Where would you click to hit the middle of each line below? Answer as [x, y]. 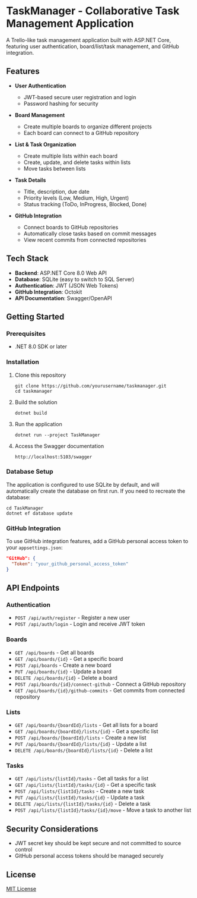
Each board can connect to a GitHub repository [81, 133]
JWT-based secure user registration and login [80, 97]
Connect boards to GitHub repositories [71, 227]
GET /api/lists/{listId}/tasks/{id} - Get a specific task [85, 785]
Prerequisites [26, 333]
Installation [23, 362]
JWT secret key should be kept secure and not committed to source [98, 843]
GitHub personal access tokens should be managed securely [89, 856]
